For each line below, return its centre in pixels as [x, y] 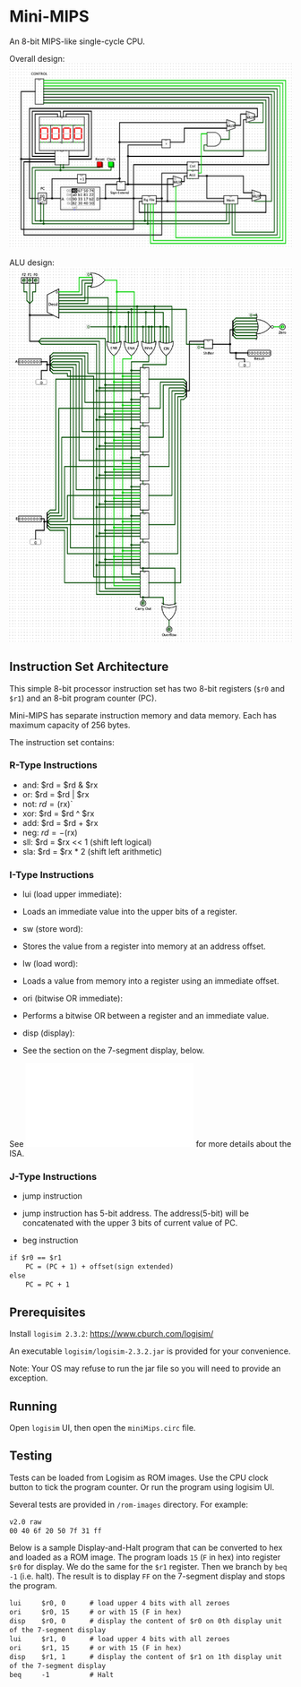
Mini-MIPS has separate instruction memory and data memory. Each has [143, 715]
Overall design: [37, 58]
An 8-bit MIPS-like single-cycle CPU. [77, 41]
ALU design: [32, 263]
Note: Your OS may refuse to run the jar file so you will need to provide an [145, 1369]
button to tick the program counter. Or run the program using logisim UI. [142, 1487]
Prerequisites [47, 1312]
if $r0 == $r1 [36, 1258]
